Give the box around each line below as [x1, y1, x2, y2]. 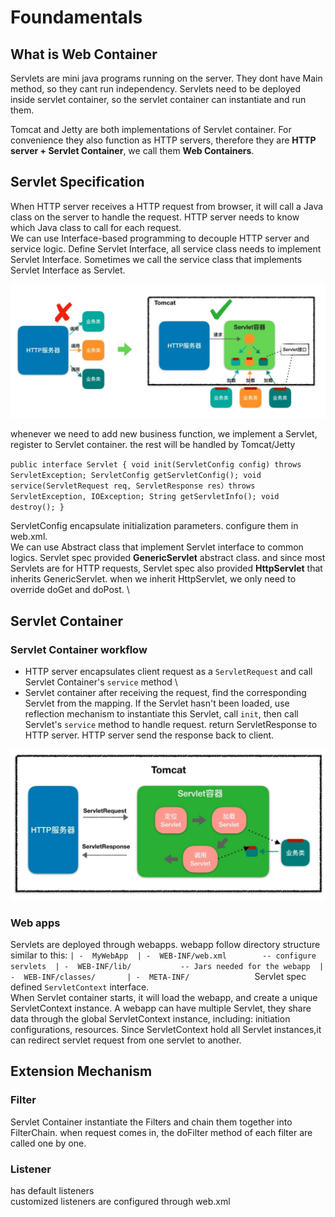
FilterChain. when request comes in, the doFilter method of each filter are [10, 1126, 313, 1138]
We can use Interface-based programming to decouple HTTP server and [10, 232, 310, 244]
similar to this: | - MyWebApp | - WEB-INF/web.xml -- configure [10, 949, 317, 961]
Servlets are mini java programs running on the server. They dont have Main [10, 72, 323, 84]
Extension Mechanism [10, 1063, 153, 1080]
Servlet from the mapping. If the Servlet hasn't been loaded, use [24, 697, 290, 710]
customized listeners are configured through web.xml [10, 1196, 231, 1208]
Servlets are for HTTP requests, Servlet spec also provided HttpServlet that [10, 562, 323, 575]
